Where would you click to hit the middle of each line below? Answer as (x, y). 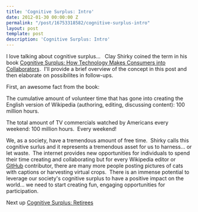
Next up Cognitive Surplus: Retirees (50, 202)
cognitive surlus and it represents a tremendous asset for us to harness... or (99, 147)
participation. (22, 191)
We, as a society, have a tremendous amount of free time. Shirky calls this (98, 140)
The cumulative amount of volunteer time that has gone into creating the (95, 98)
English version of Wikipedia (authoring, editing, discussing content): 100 (96, 105)
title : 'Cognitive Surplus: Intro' (50, 12)
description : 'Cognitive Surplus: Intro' (58, 39)
